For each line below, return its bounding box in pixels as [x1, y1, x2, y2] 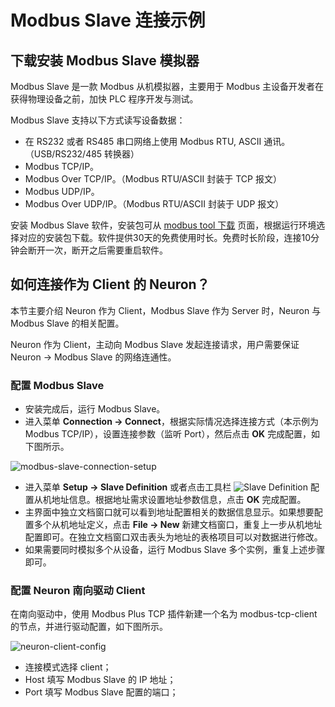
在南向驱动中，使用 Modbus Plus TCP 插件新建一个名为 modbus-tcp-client [10, 608, 318, 620]
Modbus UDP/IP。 [24, 186, 100, 197]
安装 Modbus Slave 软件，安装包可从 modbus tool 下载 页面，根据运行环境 [10, 219, 317, 231]
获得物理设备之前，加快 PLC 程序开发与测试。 [10, 93, 199, 105]
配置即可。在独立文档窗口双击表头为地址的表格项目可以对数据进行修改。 [24, 531, 323, 543]
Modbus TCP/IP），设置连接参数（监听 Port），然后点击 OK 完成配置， [24, 428, 312, 440]
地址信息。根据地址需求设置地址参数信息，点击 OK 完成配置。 [51, 494, 307, 506]
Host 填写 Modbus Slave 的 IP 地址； [24, 674, 177, 686]
